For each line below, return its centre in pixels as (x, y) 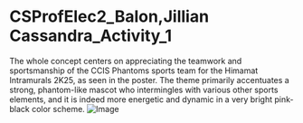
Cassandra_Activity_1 (91, 36)
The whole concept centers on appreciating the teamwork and (126, 61)
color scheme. (58, 109)
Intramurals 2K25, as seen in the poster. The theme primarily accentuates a (149, 80)
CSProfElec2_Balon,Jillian (109, 17)
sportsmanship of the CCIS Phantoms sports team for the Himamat (134, 71)
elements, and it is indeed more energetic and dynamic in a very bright (141, 99)
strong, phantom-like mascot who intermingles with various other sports (144, 90)
